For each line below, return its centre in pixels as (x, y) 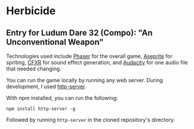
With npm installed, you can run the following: (62, 98)
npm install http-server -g (41, 109)
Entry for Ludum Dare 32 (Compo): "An (79, 33)
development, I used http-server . (46, 86)
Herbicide (31, 11)
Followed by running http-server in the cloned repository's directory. (90, 120)
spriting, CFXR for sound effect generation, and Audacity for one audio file (97, 62)
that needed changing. (34, 69)
